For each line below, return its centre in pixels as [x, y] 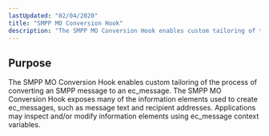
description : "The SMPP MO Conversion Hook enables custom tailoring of [132, 30]
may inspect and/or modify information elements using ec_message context [134, 116]
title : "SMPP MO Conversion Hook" [66, 23]
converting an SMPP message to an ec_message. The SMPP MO [115, 91]
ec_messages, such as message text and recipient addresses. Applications [132, 108]
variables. [24, 125]
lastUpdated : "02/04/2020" [53, 16]
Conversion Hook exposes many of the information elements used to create [133, 99]
